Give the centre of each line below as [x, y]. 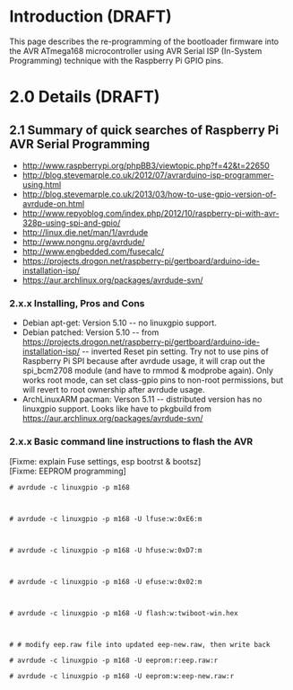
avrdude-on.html [53, 203]
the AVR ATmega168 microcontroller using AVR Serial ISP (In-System [136, 50]
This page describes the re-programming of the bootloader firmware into [144, 41]
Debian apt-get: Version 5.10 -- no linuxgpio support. [119, 323]
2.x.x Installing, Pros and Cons [77, 303]
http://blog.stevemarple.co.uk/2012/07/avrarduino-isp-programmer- [148, 175]
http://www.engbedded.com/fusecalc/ [93, 251]
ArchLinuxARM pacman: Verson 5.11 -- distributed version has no [142, 399]
